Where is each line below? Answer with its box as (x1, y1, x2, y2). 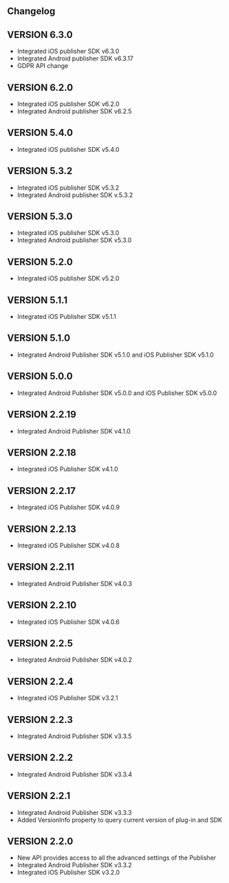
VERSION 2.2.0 (7, 836, 74, 847)
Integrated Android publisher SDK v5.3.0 (17, 236, 132, 245)
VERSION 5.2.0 (7, 256, 74, 267)
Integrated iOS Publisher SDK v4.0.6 (17, 618, 120, 626)
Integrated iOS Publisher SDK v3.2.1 (17, 694, 118, 702)
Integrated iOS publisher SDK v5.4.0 (17, 145, 120, 153)
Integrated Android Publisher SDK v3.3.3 (17, 808, 132, 816)
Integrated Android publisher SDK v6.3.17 (17, 54, 134, 63)
